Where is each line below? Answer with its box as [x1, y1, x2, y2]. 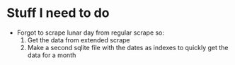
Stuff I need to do [6, 5, 110, 21]
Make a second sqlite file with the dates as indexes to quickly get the [27, 43, 229, 52]
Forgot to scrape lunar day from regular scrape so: [16, 28, 164, 37]
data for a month [27, 51, 76, 59]
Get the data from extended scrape [27, 35, 130, 44]
